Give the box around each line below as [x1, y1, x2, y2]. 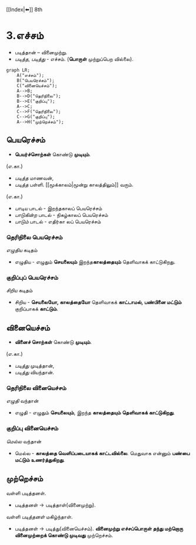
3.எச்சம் [6, 29, 44, 43]
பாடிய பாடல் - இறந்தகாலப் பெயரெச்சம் [14, 205, 102, 212]
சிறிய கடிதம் [6, 287, 33, 294]
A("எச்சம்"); [16, 72, 45, 78]
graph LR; [6, 67, 31, 73]
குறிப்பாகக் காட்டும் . [14, 305, 59, 313]
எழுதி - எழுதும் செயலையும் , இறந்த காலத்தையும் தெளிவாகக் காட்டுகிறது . [14, 409, 175, 416]
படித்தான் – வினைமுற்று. [14, 48, 68, 56]
